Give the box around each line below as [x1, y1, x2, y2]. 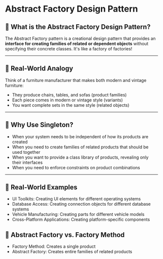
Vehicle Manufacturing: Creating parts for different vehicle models [12, 211, 145, 217]
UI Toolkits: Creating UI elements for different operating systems [12, 196, 141, 202]
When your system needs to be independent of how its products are [12, 133, 149, 139]
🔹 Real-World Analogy [5, 65, 74, 73]
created [12, 139, 28, 145]
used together [12, 149, 41, 155]
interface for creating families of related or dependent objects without [5, 41, 149, 47]
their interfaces [12, 159, 43, 165]
